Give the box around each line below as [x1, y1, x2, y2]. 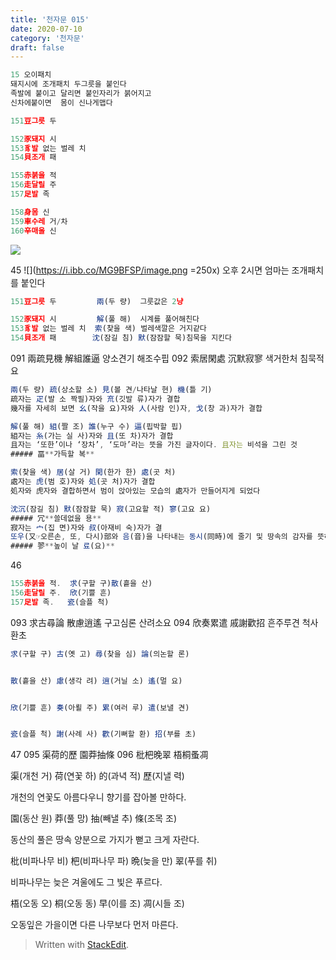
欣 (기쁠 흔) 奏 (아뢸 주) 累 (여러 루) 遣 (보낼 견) [10, 702, 190, 713]
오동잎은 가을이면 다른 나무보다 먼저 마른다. [10, 919, 179, 931]
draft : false [10, 42, 65, 53]
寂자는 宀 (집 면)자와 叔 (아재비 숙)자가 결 [10, 522, 163, 533]
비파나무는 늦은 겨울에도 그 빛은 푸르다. [10, 876, 163, 888]
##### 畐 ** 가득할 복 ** [10, 449, 95, 460]
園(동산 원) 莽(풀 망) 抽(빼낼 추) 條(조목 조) [10, 812, 178, 825]
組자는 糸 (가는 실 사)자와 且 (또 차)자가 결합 [10, 431, 174, 441]
